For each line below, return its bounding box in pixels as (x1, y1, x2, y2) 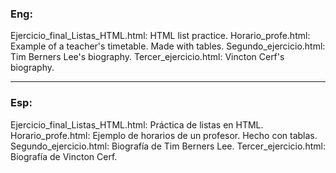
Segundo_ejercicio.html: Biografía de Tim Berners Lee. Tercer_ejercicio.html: (10, 140, 326, 152)
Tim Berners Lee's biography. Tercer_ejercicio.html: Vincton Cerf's (10, 51, 285, 63)
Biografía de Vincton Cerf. (10, 150, 118, 162)
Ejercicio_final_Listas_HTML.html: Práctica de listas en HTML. (10, 118, 264, 131)
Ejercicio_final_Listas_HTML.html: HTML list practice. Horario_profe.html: (10, 30, 311, 42)
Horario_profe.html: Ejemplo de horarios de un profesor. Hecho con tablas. (10, 129, 318, 141)
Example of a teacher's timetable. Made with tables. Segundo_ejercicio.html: (10, 40, 326, 52)
